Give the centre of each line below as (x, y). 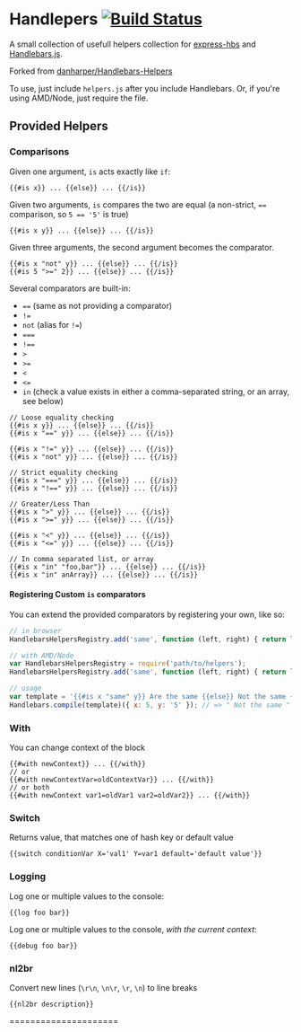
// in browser (36, 631)
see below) (43, 401)
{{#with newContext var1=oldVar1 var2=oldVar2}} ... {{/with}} (130, 796)
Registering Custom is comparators (77, 595)
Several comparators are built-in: (70, 288)
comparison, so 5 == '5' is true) (69, 214)
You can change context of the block (77, 748)
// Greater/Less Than (50, 504)
